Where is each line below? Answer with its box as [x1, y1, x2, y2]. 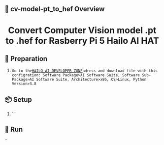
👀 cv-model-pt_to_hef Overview [4, 5, 105, 13]
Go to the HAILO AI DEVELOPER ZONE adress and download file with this [11, 68, 158, 74]
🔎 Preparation [4, 55, 48, 63]
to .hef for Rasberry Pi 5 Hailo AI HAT [5, 35, 160, 46]
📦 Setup [4, 95, 33, 104]
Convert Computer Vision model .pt [8, 25, 157, 36]
